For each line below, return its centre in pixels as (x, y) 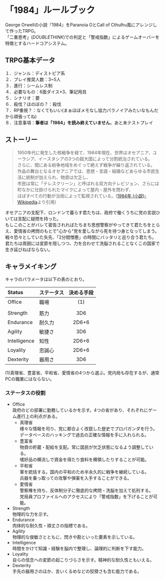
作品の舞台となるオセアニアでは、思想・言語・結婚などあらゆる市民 (86, 171)
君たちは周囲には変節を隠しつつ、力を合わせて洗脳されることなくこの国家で (82, 243)
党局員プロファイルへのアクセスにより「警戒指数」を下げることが (86, 496)
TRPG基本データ (30, 61)
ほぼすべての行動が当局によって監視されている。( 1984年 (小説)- (82, 196)
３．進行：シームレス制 (29, 85)
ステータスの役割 (25, 393)
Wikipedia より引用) (37, 202)
